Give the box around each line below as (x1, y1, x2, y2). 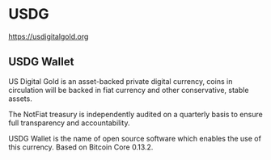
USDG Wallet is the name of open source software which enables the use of (8, 133, 261, 143)
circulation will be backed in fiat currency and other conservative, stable (8, 85, 249, 95)
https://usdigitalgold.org (8, 32, 89, 41)
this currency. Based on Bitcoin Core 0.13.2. (8, 142, 154, 152)
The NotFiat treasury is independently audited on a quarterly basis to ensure (8, 109, 263, 119)
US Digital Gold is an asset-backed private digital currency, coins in (8, 76, 233, 86)
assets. (8, 94, 32, 103)
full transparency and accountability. (8, 118, 130, 128)
